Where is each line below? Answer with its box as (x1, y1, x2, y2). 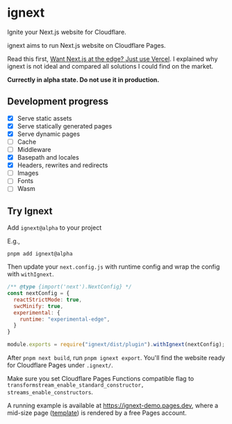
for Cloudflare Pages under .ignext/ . (7, 361, 113, 369)
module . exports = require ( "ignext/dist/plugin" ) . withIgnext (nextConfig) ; (7, 341, 226, 348)
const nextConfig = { (7, 290, 70, 297)
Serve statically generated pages (17, 121, 113, 130)
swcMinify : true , (13, 303, 64, 309)
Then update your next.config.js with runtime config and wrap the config (7, 262, 220, 271)
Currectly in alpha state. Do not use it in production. (7, 75, 160, 84)
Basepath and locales (17, 153, 80, 162)
